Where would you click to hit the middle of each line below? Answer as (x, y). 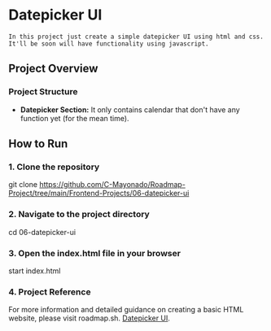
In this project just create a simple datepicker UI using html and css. (136, 37)
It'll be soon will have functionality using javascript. (109, 44)
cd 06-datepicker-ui (42, 232)
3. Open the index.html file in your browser (95, 253)
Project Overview (53, 69)
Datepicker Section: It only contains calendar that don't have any (130, 109)
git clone (23, 185)
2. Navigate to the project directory (79, 215)
